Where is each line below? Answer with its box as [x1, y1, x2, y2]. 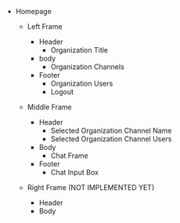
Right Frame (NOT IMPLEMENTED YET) [27, 183, 155, 192]
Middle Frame [27, 102, 72, 111]
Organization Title [50, 46, 108, 54]
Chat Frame [50, 151, 88, 160]
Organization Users [50, 79, 113, 88]
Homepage [15, 7, 52, 16]
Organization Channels [50, 62, 125, 71]
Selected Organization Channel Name [50, 126, 172, 135]
